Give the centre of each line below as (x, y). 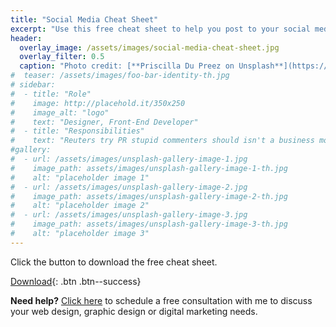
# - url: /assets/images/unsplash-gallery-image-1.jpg (129, 159)
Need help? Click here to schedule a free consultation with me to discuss (161, 300)
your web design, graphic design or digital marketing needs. (134, 311)
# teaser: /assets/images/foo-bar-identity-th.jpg (120, 76)
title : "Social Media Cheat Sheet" (84, 19)
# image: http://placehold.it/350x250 (98, 103)
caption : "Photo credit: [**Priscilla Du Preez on (127, 66)
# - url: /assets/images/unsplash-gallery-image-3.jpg (129, 215)
